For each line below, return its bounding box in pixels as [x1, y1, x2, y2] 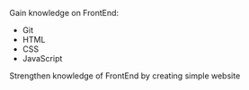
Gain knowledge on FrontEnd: [9, 8, 120, 18]
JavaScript [22, 53, 63, 63]
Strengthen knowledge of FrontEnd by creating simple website [9, 70, 241, 81]
